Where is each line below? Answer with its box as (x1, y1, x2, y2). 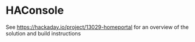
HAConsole (5, 4, 64, 17)
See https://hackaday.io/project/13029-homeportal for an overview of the (5, 23, 189, 31)
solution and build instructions (5, 29, 81, 37)
